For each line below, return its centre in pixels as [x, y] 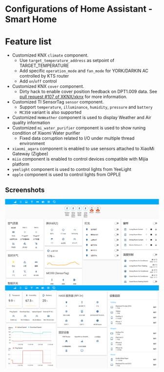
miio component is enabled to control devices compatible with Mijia [80, 159]
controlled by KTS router [44, 76]
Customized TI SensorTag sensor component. [58, 102]
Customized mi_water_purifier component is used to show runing [79, 128]
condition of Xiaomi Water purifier [46, 133]
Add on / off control [38, 81]
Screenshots [25, 190]
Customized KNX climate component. [50, 55]
